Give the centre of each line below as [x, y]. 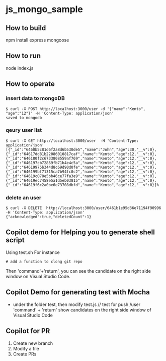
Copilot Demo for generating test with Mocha [78, 292]
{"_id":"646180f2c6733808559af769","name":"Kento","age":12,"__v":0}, [81, 158]
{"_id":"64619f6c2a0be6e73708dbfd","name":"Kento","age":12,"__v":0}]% [82, 185]
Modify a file [26, 348]
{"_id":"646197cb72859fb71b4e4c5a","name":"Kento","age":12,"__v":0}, [81, 163]
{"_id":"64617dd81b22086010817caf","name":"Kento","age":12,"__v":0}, [81, 154]
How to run [23, 56]
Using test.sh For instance [33, 252]
